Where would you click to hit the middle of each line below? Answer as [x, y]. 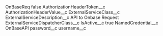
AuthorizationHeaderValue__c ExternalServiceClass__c [63, 12]
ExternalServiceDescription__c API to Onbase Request [62, 17]
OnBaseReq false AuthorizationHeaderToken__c [55, 7]
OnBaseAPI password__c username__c [46, 28]
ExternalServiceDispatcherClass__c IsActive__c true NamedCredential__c [82, 23]
